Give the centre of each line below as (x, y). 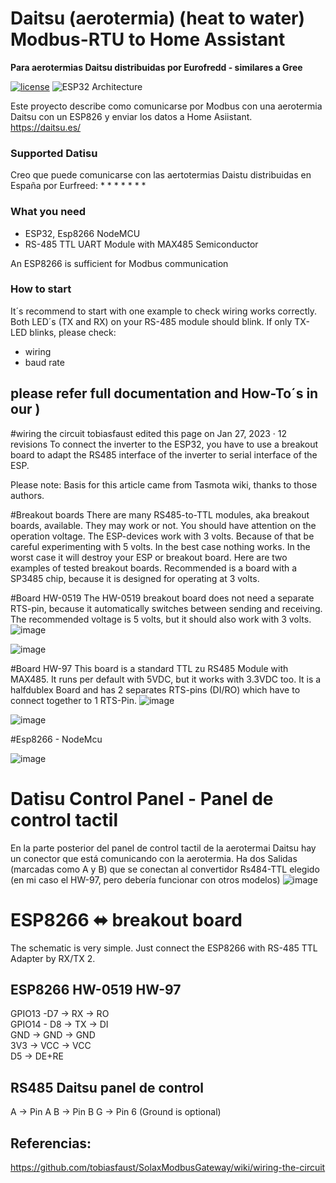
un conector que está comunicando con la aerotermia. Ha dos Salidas (154, 858)
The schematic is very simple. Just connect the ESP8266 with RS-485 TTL (164, 948)
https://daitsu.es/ (46, 127)
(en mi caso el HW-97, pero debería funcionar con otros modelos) (145, 879)
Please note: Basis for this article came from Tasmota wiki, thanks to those (164, 484)
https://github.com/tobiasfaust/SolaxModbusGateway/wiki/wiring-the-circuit (168, 1167)
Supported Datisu (54, 153)
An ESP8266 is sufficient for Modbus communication (119, 263)
